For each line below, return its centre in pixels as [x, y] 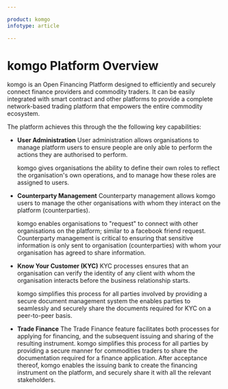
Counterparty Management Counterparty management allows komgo [116, 196]
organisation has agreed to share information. [81, 253]
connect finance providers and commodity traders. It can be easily [101, 92]
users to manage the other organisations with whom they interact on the [119, 203]
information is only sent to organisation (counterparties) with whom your [119, 246]
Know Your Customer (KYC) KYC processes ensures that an [103, 266]
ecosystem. [24, 114]
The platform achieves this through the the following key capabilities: [104, 127]
